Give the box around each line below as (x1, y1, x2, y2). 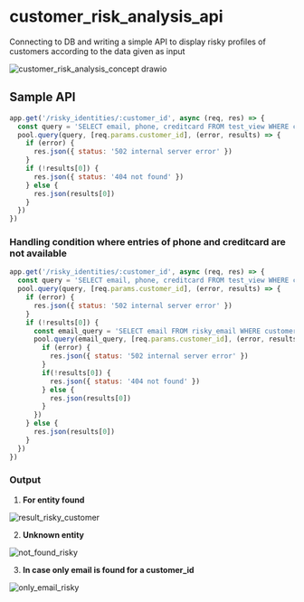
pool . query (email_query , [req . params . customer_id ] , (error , (33, 334, 265, 344)
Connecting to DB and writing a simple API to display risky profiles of (9, 36, 267, 47)
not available (9, 247, 68, 259)
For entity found (22, 494, 85, 505)
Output (9, 474, 42, 486)
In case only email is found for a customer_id (22, 564, 195, 575)
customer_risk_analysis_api (9, 6, 223, 27)
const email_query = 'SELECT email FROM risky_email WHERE (33, 326, 261, 335)
